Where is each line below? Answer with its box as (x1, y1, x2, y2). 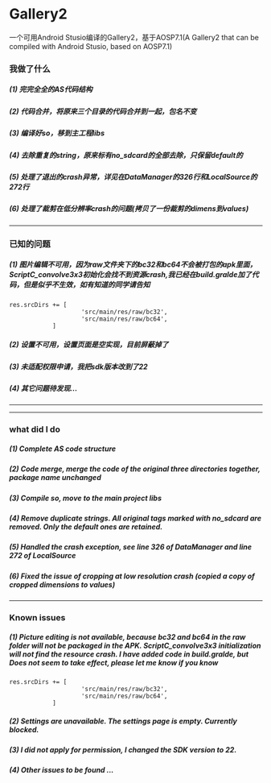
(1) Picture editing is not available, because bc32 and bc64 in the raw (9, 632, 246, 641)
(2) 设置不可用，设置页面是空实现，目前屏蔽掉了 (9, 340, 169, 350)
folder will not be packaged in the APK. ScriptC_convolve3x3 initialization (9, 640, 261, 650)
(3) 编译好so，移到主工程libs (9, 128, 105, 138)
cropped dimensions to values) (9, 579, 116, 589)
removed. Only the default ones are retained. (9, 521, 163, 532)
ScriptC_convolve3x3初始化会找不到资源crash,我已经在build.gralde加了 (9, 270, 253, 280)
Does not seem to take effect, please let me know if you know (9, 657, 219, 667)
